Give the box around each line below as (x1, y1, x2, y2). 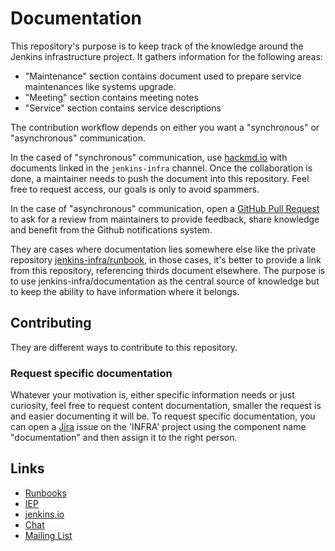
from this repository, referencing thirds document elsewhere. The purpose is (10, 264, 326, 276)
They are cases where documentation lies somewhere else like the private (10, 243, 317, 255)
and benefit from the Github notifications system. (10, 223, 213, 236)
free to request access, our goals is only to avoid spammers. (10, 183, 260, 195)
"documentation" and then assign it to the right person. (10, 432, 238, 444)
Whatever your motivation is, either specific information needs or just (10, 389, 295, 401)
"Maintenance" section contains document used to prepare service (24, 70, 302, 82)
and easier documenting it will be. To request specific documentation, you (10, 410, 316, 422)
